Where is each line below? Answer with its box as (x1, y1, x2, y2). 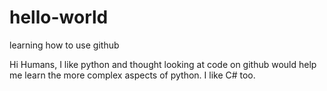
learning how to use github (9, 39, 120, 51)
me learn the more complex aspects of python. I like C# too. (9, 69, 256, 81)
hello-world (9, 6, 109, 29)
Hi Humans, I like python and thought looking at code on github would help (9, 58, 317, 70)
